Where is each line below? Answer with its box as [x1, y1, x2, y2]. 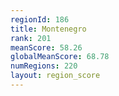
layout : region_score [10, 71, 101, 81]
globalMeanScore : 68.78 [10, 52, 110, 62]
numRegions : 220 [10, 61, 78, 71]
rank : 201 [10, 33, 52, 43]
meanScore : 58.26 [10, 42, 83, 53]
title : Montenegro [10, 24, 87, 34]
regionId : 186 [10, 14, 70, 25]
